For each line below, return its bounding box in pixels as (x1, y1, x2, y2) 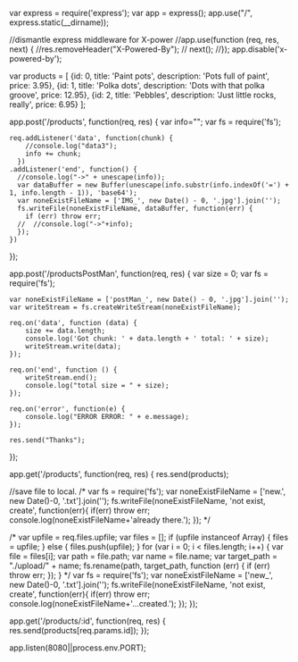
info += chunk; (25, 149, 82, 158)
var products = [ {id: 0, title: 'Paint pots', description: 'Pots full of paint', (9, 71, 270, 81)
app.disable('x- (231, 44, 288, 54)
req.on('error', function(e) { (9, 405, 126, 414)
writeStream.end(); (25, 373, 98, 382)
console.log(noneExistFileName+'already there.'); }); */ (9, 515, 211, 525)
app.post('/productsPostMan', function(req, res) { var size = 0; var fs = (9, 268, 269, 279)
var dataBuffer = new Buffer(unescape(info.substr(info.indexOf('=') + (17, 180, 290, 189)
